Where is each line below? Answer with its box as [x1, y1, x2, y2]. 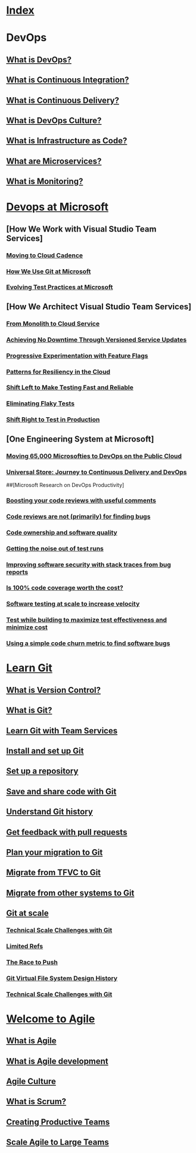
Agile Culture [6, 1077, 57, 1087]
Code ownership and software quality [6, 528, 117, 537]
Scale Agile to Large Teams [6, 1137, 109, 1148]
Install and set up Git [6, 745, 84, 756]
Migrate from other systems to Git [6, 887, 135, 898]
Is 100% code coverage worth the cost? [6, 584, 123, 592]
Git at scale [6, 908, 49, 918]
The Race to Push [6, 958, 58, 966]
